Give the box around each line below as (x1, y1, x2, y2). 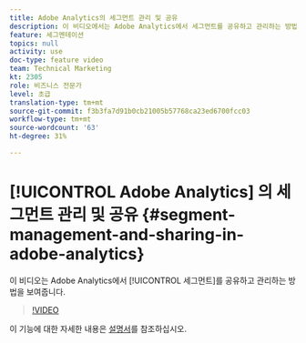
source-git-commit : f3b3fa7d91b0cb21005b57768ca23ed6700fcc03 (9, 106, 250, 116)
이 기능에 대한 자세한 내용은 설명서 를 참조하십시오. (9, 323, 188, 334)
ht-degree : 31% (9, 132, 67, 141)
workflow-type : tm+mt (9, 115, 92, 124)
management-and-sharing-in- (9, 225, 244, 246)
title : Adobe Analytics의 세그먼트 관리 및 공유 (9, 13, 178, 23)
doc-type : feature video (9, 55, 104, 65)
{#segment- (141, 205, 236, 226)
